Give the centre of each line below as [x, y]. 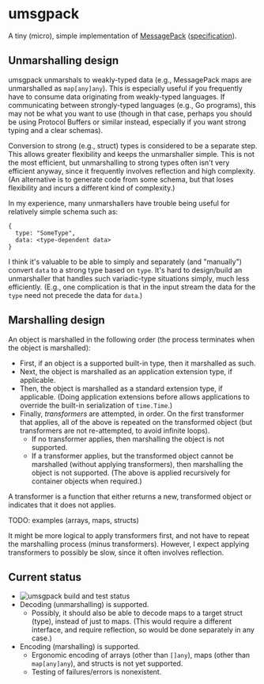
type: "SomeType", [46, 233]
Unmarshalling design [64, 61]
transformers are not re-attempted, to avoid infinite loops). [115, 430]
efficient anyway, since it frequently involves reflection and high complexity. [132, 170]
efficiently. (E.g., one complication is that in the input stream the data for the [132, 287]
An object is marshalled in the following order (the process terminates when [132, 339]
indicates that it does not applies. [62, 505]
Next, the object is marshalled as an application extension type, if [126, 371]
